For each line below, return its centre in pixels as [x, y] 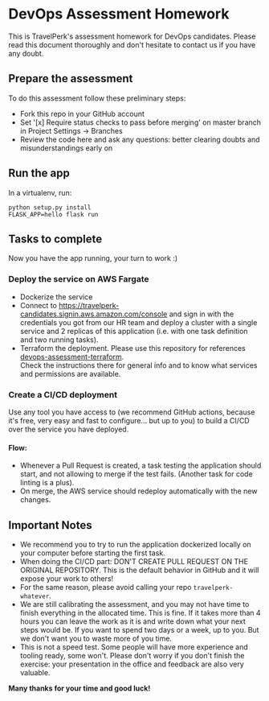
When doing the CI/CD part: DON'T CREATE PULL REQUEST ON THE [134, 561]
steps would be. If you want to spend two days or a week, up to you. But [139, 629]
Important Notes [50, 525]
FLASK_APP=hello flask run [53, 214]
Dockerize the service [56, 297]
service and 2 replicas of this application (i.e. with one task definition [134, 331]
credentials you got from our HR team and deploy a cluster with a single [139, 322]
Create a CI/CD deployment [63, 394]
